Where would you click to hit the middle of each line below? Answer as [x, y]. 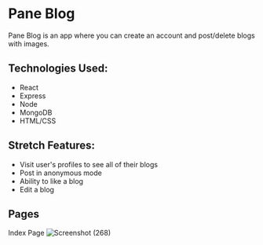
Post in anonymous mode [60, 173]
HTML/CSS [38, 121]
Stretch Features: [52, 146]
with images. [29, 43]
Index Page [26, 233]
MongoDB [36, 112]
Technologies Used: [58, 69]
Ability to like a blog [51, 181]
